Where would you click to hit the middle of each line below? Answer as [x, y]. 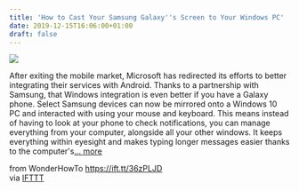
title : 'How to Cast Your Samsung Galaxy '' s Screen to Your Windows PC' [147, 17]
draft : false [33, 34]
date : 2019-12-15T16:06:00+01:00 [71, 26]
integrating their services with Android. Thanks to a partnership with [134, 85]
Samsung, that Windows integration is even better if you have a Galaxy [139, 95]
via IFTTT [27, 178]
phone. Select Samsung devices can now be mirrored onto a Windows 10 [143, 104]
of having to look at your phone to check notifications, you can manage [140, 123]
